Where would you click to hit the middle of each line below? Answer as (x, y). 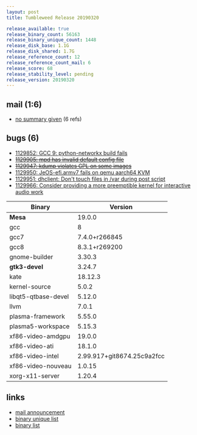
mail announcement (40, 412)
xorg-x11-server (34, 376)
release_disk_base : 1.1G (38, 46)
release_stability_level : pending (50, 74)
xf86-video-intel (34, 356)
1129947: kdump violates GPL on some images (73, 166)
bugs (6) (23, 138)
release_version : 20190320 (40, 80)
